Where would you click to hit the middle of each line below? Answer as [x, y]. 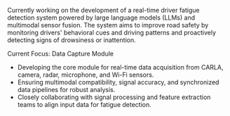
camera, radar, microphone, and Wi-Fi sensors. [86, 75]
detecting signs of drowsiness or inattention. [72, 40]
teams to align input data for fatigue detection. [84, 104]
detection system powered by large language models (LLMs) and [101, 18]
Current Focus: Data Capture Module [61, 53]
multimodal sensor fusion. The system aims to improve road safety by [108, 25]
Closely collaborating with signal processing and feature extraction [114, 97]
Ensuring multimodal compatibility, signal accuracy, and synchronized [118, 82]
